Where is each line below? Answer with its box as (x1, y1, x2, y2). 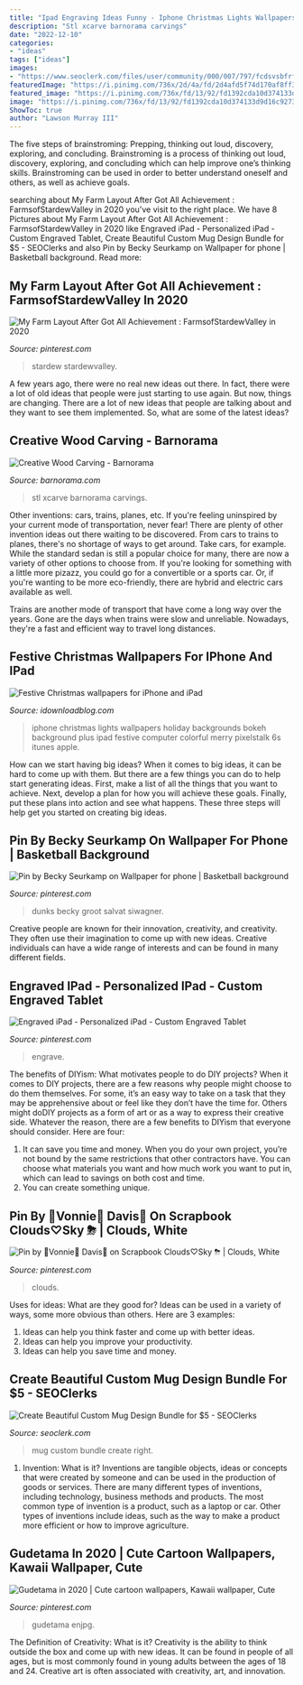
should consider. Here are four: (9, 1126, 125, 1137)
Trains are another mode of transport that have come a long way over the (9, 604, 282, 615)
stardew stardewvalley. (31, 360, 118, 371)
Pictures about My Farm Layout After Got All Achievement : (9, 214, 228, 225)
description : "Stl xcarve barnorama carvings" (9, 22, 188, 31)
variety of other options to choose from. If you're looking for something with (9, 557, 292, 569)
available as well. (9, 586, 73, 597)
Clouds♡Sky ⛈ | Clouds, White (9, 1222, 188, 1237)
